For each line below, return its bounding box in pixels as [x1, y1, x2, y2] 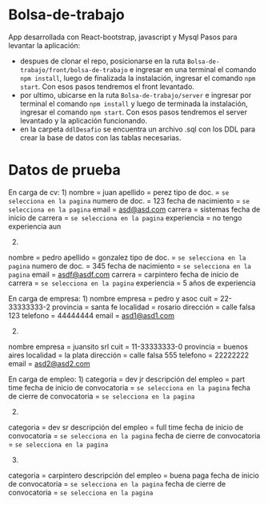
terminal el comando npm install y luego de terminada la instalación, [19, 99, 248, 108]
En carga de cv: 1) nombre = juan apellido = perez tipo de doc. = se [8, 187, 230, 197]
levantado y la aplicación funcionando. [19, 115, 148, 125]
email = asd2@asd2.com [8, 358, 90, 368]
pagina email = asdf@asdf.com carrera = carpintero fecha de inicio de [8, 269, 239, 279]
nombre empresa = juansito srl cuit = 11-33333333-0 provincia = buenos [8, 341, 248, 351]
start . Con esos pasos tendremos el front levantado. [19, 82, 194, 91]
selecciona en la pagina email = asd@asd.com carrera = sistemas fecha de [8, 204, 261, 214]
